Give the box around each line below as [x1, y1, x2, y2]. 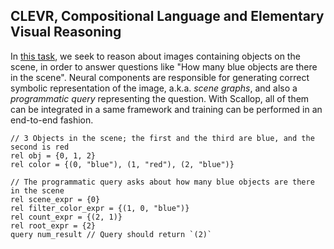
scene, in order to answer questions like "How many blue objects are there [10, 60, 318, 73]
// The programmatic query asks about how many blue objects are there [10, 177, 315, 187]
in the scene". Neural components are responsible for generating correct [10, 71, 310, 83]
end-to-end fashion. [10, 114, 94, 126]
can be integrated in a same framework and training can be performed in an [10, 103, 323, 115]
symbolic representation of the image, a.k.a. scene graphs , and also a [10, 82, 298, 94]
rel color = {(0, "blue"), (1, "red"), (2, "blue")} [10, 159, 235, 169]
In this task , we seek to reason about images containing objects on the [10, 50, 301, 62]
